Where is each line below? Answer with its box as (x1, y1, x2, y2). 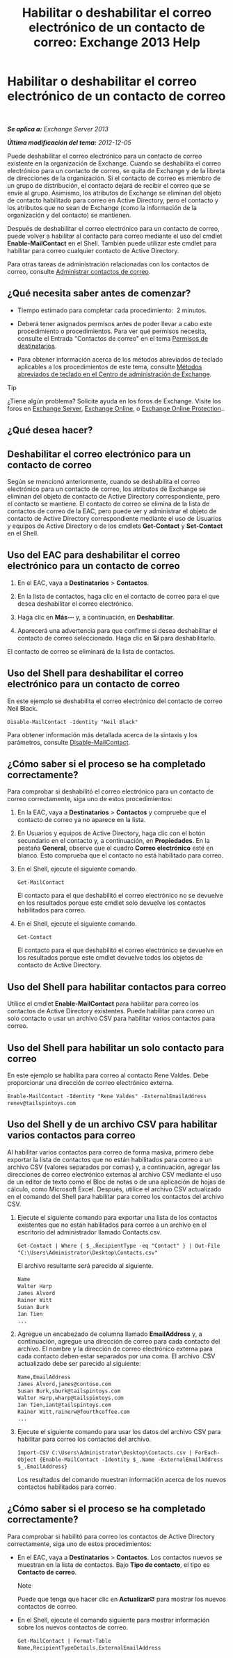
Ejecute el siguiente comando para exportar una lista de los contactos (17, 1213, 218, 1221)
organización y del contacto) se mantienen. (7, 211, 131, 219)
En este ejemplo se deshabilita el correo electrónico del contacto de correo (7, 697, 223, 705)
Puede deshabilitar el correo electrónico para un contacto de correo (7, 152, 202, 160)
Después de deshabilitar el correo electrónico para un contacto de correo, (7, 224, 220, 232)
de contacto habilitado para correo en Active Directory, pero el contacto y (7, 196, 219, 204)
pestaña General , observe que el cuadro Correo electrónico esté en (17, 844, 214, 853)
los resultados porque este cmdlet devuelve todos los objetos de (17, 953, 203, 962)
